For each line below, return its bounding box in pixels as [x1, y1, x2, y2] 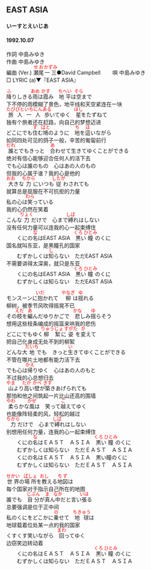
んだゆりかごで [32, 313, 70, 320]
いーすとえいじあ [6, 22, 49, 29]
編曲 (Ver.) [6, 69, 32, 76]
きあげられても [50, 385, 87, 392]
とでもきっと [13, 147, 45, 155]
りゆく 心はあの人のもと [32, 367, 96, 374]
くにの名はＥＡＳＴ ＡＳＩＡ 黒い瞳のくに [16, 454, 128, 461]
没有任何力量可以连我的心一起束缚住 [6, 224, 96, 231]
